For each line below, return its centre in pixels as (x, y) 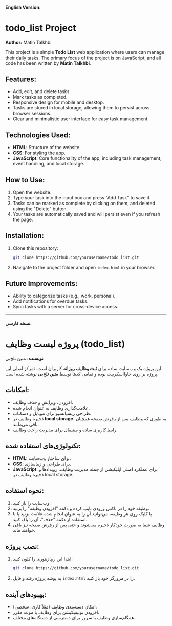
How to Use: (25, 180)
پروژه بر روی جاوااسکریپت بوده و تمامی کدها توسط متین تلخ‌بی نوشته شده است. (82, 374)
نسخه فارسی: (19, 323)
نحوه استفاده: (25, 491)
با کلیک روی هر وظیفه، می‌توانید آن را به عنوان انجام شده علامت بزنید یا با (82, 514)
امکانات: (17, 390)
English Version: (23, 7)
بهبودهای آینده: (26, 594)
